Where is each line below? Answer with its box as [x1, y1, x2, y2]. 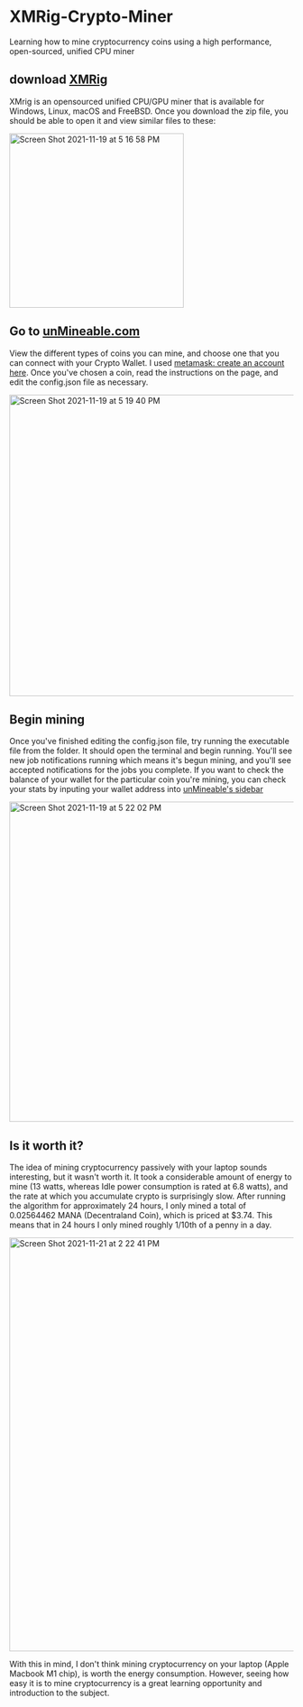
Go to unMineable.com [9, 323, 141, 340]
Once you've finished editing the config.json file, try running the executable [9, 736, 290, 747]
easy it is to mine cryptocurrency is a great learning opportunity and [9, 1678, 262, 1689]
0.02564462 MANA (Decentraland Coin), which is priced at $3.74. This [9, 1210, 273, 1221]
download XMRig [9, 72, 108, 88]
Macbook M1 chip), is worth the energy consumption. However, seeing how [9, 1668, 289, 1679]
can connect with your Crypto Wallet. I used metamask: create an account [9, 357, 285, 368]
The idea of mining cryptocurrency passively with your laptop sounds [9, 1162, 268, 1173]
